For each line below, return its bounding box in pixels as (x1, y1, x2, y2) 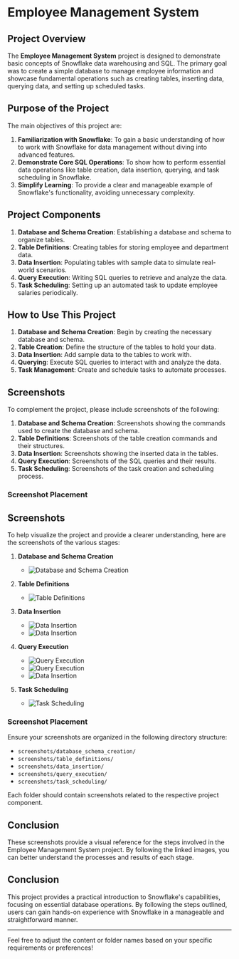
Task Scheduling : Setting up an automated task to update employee (17, 281, 218, 289)
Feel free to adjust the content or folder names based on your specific (7, 935, 213, 944)
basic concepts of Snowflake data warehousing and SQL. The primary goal (7, 59, 228, 68)
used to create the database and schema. (17, 427, 140, 435)
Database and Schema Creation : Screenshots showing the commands (17, 419, 225, 427)
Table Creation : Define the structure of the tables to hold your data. (17, 343, 216, 351)
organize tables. (17, 235, 65, 244)
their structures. (17, 442, 65, 450)
